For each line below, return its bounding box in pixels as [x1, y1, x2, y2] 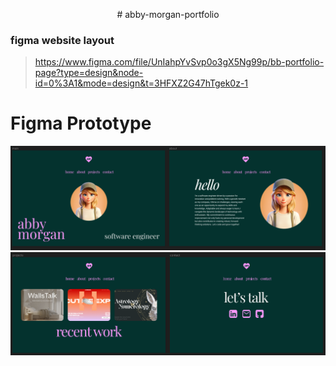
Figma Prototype [10, 112, 152, 135]
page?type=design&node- [34, 67, 144, 79]
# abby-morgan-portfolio [116, 9, 220, 20]
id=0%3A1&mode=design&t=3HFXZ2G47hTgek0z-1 [34, 77, 249, 89]
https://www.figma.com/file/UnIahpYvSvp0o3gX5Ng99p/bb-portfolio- [34, 56, 325, 68]
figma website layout [10, 33, 115, 47]
